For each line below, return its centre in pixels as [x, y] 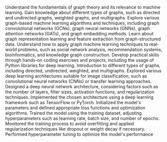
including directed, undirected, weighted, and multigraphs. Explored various [83, 71]
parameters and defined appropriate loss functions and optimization [75, 108]
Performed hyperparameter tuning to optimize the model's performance [79, 134]
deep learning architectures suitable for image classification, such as [76, 76]
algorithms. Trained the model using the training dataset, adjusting [73, 113]
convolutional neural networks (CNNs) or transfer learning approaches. [78, 81]
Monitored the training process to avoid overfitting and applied [69, 124]
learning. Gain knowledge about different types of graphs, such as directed [82, 12]
